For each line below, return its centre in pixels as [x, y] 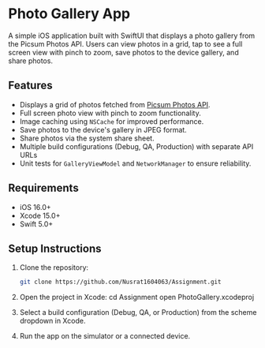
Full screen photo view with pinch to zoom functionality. [110, 113]
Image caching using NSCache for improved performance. [112, 121]
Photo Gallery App [69, 14]
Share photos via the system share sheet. [87, 138]
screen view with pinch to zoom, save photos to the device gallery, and [123, 52]
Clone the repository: [54, 268]
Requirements [43, 188]
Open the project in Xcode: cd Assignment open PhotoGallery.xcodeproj [137, 297]
